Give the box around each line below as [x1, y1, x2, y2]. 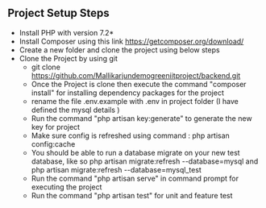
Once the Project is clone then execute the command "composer [31, 79, 247, 89]
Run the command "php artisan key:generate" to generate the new [31, 113, 252, 123]
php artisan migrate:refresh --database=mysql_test [31, 164, 202, 174]
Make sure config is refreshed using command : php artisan [31, 131, 231, 140]
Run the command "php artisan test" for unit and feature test [31, 190, 233, 200]
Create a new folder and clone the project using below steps [19, 44, 220, 55]
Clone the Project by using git [19, 53, 118, 63]
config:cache [31, 139, 76, 148]
